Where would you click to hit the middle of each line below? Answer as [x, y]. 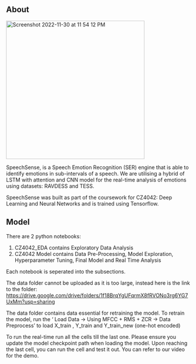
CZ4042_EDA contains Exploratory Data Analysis [74, 247]
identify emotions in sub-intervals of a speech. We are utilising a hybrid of [95, 173]
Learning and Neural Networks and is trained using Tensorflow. [82, 203]
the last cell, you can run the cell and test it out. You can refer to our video [95, 349]
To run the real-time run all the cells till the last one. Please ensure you [91, 336]
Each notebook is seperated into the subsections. [66, 271]
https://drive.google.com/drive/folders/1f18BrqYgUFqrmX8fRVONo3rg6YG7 [97, 295]
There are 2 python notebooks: [43, 236]
